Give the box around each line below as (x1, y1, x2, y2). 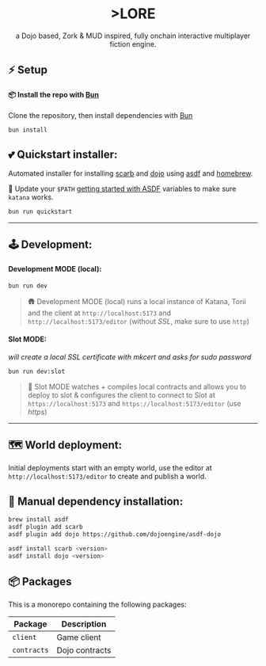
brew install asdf (8, 516, 69, 523)
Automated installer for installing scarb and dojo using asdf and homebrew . (8, 169, 253, 178)
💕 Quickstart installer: (8, 147, 118, 161)
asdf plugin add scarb (8, 523, 83, 531)
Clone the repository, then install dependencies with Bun (8, 110, 193, 120)
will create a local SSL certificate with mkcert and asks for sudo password (8, 352, 252, 361)
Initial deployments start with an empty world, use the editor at (8, 463, 212, 473)
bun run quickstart (8, 207, 73, 216)
